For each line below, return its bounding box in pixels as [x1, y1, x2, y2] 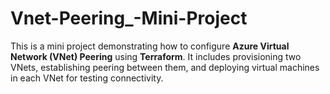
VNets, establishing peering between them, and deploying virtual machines [10, 61, 320, 73]
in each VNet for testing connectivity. [10, 72, 164, 84]
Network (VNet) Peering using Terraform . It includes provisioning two [10, 50, 302, 62]
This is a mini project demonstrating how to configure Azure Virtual [10, 40, 290, 52]
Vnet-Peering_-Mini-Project [10, 7, 248, 30]
